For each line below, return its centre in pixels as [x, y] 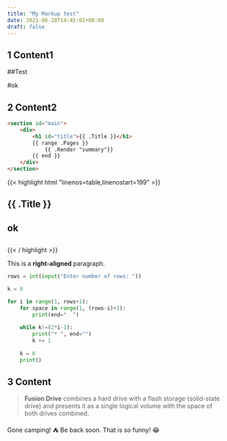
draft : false [26, 27]
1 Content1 [30, 55]
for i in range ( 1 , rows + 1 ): [48, 301]
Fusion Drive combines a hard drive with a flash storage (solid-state [122, 398]
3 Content [29, 382]
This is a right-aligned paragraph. [56, 263]
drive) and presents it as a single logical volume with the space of [118, 406]
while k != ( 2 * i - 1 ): [46, 328]
